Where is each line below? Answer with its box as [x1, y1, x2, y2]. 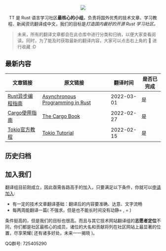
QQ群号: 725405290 [5, 241, 47, 247]
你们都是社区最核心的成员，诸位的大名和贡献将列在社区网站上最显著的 [13, 224, 157, 230]
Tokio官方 [7, 126, 31, 133]
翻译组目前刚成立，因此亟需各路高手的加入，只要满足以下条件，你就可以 [5, 184, 152, 190]
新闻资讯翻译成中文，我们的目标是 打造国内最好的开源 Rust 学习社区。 [16, 21, 158, 27]
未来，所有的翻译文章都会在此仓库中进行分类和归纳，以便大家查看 [17, 32, 152, 37]
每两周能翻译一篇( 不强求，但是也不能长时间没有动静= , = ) [12, 207, 132, 213]
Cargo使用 [7, 109, 32, 116]
